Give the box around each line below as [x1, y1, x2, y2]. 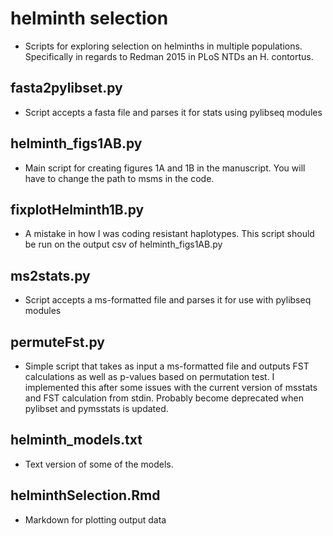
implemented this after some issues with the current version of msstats [24, 382, 318, 393]
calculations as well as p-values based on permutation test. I [24, 371, 275, 382]
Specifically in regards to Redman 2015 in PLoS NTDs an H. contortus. [24, 50, 314, 62]
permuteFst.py [10, 333, 105, 351]
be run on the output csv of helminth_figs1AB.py [24, 238, 223, 251]
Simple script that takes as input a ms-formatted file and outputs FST [24, 360, 310, 372]
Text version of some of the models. [24, 458, 174, 470]
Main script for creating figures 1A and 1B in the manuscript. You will [24, 162, 306, 174]
